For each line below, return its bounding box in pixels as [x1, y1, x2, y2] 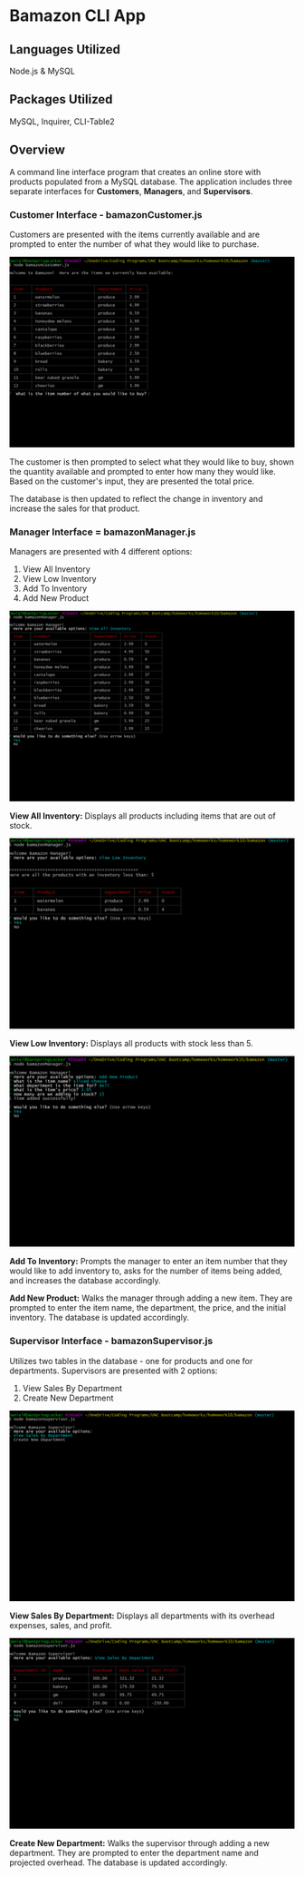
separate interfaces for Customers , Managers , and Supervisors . [9, 185, 253, 196]
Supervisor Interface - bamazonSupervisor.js [9, 1335, 214, 1348]
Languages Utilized [9, 42, 120, 57]
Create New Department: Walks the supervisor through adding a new [9, 1837, 270, 1848]
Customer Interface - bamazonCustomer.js [9, 208, 203, 221]
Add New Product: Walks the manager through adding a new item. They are [9, 1292, 293, 1303]
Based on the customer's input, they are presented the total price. [9, 476, 255, 486]
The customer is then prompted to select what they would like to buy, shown [9, 456, 294, 467]
